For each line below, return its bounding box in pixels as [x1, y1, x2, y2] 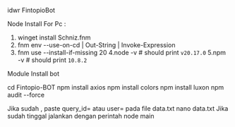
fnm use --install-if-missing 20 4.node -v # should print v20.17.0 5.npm [17, 49, 227, 56]
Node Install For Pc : [7, 20, 66, 28]
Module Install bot [7, 70, 60, 78]
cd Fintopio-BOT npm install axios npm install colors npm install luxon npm [7, 83, 224, 91]
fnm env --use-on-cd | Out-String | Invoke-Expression [17, 41, 176, 49]
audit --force [7, 91, 44, 99]
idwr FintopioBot [7, 6, 55, 14]
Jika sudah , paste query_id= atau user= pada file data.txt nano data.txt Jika [7, 104, 229, 112]
